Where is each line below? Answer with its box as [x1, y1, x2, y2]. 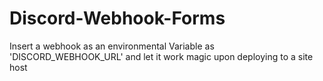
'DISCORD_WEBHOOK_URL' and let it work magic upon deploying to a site [9, 50, 314, 62]
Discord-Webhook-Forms [9, 7, 226, 30]
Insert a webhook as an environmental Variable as [9, 40, 215, 52]
